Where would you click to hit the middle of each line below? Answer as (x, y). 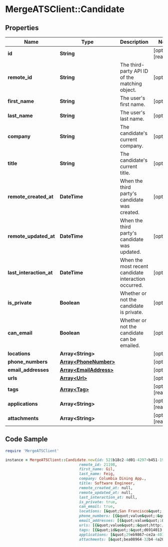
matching (131, 84)
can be (128, 339)
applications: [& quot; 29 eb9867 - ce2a (117, 534)
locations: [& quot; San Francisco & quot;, (122, 511)
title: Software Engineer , (107, 483)
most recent (134, 266)
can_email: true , (97, 507)
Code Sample (26, 439)
